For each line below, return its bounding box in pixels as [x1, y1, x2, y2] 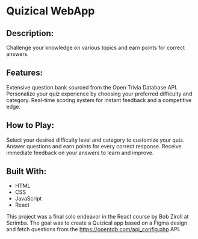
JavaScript [14, 195, 42, 202]
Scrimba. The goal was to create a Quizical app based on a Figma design [6, 219, 188, 226]
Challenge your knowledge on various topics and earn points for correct [6, 44, 185, 51]
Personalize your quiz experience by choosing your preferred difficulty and [6, 90, 193, 97]
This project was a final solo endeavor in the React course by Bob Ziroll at [6, 213, 189, 220]
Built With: [6, 166, 47, 177]
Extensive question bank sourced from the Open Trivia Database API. [6, 83, 178, 91]
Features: [6, 68, 43, 78]
